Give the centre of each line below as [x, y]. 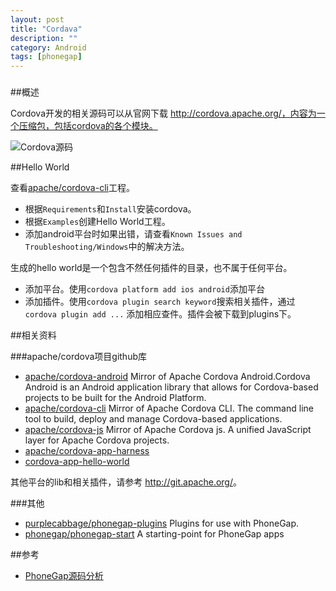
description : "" [44, 38]
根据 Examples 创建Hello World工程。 [97, 222]
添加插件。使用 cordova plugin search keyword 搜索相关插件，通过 [160, 302]
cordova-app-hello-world [77, 462]
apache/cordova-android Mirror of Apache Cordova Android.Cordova [167, 377]
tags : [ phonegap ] [46, 57]
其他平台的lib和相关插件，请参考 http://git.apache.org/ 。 [126, 482]
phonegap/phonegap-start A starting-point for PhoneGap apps [154, 534]
